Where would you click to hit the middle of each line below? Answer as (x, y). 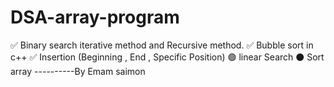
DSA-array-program (95, 17)
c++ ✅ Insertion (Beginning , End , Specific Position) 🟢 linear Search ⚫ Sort (167, 57)
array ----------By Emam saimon (78, 71)
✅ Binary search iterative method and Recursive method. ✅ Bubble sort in (162, 45)
